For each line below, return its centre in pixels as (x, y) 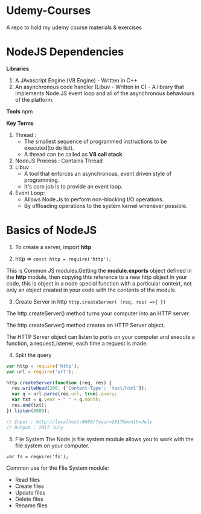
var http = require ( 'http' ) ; (43, 366)
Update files (30, 492)
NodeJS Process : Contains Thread (59, 161)
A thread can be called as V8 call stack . (74, 154)
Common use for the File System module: (58, 468)
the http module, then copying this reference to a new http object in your (97, 277)
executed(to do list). (49, 148)
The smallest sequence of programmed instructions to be (95, 141)
